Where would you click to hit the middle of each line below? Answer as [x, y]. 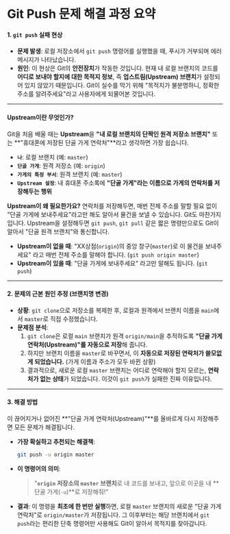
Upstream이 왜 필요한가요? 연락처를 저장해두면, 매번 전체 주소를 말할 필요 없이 [112, 205]
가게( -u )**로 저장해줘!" [78, 492]
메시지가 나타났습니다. [47, 60]
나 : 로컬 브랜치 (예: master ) [53, 157]
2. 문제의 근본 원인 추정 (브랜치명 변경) [58, 294]
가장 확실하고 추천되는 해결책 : [56, 442]
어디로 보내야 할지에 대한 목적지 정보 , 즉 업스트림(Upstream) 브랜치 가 [109, 77]
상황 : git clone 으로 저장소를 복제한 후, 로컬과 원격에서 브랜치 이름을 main [115, 310]
